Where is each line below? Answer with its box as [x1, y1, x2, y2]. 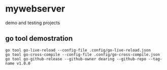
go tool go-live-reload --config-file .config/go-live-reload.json [5, 47, 151, 53]
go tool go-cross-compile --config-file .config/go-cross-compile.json [5, 52, 160, 57]
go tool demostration [5, 34, 73, 43]
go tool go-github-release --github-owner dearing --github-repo [5, 56, 146, 61]
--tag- [148, 56, 162, 61]
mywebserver [5, 3, 65, 15]
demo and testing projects [5, 20, 60, 26]
